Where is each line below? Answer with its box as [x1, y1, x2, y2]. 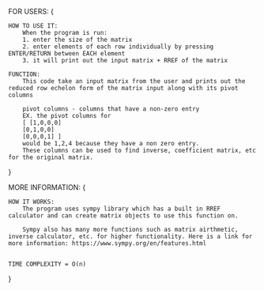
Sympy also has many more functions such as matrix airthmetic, [22, 225, 239, 233]
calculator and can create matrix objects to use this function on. [8, 212, 239, 220]
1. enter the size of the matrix [22, 36, 133, 43]
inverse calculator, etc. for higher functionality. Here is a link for [8, 232, 253, 240]
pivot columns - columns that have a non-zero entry [22, 105, 200, 113]
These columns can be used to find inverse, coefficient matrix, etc [22, 146, 257, 154]
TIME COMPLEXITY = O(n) [8, 260, 87, 268]
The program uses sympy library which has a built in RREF [22, 205, 221, 213]
